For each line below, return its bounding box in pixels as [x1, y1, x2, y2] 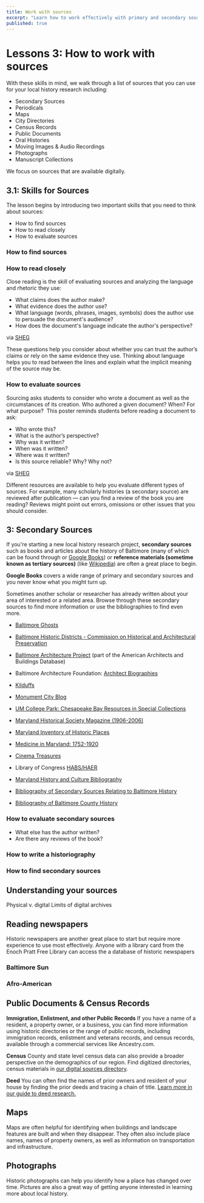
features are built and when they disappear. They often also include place [6, 1130, 190, 1137]
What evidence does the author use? [15, 302, 107, 310]
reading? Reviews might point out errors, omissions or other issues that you [6, 500, 195, 508]
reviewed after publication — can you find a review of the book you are [6, 494, 184, 501]
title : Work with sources [6, 9, 72, 15]
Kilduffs [15, 682, 35, 689]
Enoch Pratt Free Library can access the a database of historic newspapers [6, 948, 195, 955]
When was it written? [15, 445, 68, 452]
